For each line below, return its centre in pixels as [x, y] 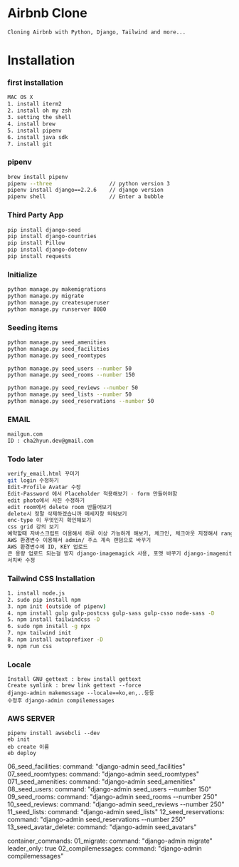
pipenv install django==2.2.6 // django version [85, 190]
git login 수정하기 [33, 481]
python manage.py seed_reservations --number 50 [81, 401]
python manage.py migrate [46, 296]
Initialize [22, 275]
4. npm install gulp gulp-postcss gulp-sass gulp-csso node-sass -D [111, 613]
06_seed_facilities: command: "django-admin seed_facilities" [96, 766]
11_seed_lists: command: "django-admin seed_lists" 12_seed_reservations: [116, 812]
